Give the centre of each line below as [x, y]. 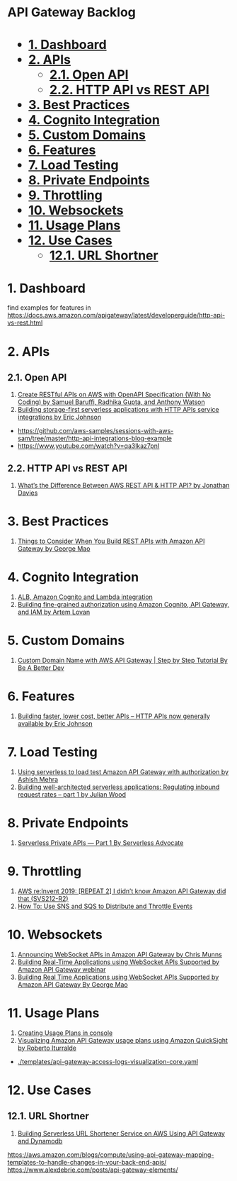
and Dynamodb [40, 1141]
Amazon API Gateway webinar [62, 969]
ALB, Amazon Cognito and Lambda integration [85, 597]
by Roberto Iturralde [47, 1048]
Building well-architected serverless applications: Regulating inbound [118, 787]
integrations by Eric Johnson [59, 417]
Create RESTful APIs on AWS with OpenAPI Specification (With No [114, 395]
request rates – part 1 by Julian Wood [71, 794]
